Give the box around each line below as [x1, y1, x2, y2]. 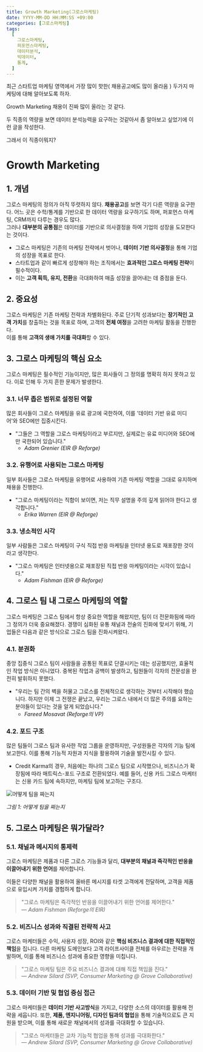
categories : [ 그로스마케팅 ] [6, 20, 70, 26]
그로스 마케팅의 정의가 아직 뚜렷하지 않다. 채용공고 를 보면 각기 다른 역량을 [6, 201, 179, 208]
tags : [6, 25, 20, 32]
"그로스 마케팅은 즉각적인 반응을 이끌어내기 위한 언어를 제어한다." [21, 898, 175, 905]
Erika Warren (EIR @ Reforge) [24, 511, 98, 518]
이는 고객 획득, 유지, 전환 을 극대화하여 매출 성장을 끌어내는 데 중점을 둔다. [15, 274, 188, 282]
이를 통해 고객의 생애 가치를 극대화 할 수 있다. [6, 334, 111, 341]
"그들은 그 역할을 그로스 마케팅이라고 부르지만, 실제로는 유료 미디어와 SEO [15, 430, 190, 437]
